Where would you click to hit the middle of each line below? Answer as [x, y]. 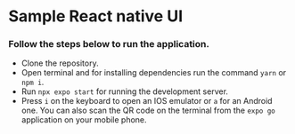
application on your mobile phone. [84, 120]
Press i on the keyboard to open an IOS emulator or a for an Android [147, 101]
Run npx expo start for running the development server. [125, 91]
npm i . [33, 83]
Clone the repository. [60, 63]
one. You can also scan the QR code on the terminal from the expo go [148, 110]
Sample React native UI [96, 16]
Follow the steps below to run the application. [109, 44]
